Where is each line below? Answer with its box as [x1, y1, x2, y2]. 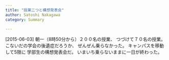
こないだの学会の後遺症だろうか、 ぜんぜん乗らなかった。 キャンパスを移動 [5, 43, 164, 49]
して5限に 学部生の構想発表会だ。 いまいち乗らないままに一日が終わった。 [5, 49, 162, 55]
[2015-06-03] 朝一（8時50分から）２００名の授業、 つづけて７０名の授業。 [5, 36, 166, 43]
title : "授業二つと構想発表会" [5, 7, 64, 13]
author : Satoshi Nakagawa [5, 12, 60, 17]
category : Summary [5, 17, 44, 22]
